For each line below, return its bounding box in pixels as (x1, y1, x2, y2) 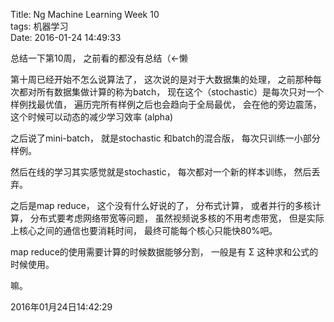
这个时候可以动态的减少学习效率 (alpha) (10, 111, 174, 123)
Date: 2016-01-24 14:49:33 (10, 32, 122, 43)
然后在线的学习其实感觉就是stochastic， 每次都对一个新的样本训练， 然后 (10, 166, 312, 178)
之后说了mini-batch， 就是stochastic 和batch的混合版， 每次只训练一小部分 (10, 132, 321, 144)
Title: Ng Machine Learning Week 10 (10, 9, 160, 20)
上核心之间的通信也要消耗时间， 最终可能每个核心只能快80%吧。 (10, 225, 278, 236)
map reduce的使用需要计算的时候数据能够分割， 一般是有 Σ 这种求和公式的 (10, 246, 319, 258)
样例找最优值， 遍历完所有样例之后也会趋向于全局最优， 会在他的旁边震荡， (10, 99, 322, 110)
